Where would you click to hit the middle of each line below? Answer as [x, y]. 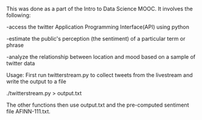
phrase [15, 45]
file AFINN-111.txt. [28, 111]
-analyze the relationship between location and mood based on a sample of [101, 57]
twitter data [21, 63]
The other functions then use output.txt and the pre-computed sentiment [98, 105]
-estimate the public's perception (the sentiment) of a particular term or [96, 38]
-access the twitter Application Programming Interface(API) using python [98, 27]
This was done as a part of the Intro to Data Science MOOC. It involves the [99, 9]
